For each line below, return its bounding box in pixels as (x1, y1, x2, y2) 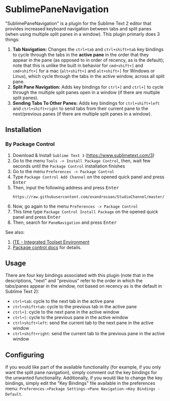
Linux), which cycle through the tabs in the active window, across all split (12, 73, 165, 79)
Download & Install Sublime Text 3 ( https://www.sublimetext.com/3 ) (12, 152, 155, 158)
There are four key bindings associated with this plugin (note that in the (5, 272, 154, 278)
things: (5, 36, 20, 43)
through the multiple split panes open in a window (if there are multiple (12, 89, 160, 95)
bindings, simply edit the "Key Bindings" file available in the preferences (5, 380, 155, 386)
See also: (5, 229, 25, 235)
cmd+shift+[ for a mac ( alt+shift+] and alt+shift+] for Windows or (12, 67, 155, 74)
